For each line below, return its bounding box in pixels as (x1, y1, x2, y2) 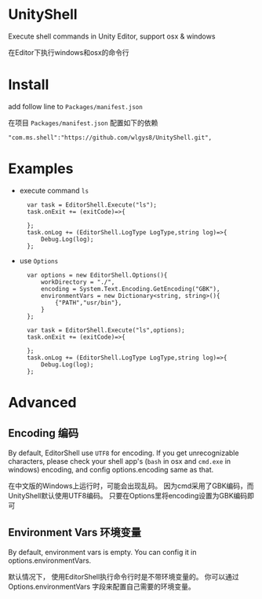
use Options (19, 255, 59, 265)
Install (8, 76, 49, 94)
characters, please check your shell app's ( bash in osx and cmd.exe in (8, 456, 231, 465)
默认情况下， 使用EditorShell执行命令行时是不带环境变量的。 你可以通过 (8, 571, 239, 581)
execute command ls (19, 186, 89, 195)
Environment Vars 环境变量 (8, 526, 142, 539)
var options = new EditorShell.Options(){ (27, 271, 168, 279)
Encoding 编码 (8, 427, 79, 440)
